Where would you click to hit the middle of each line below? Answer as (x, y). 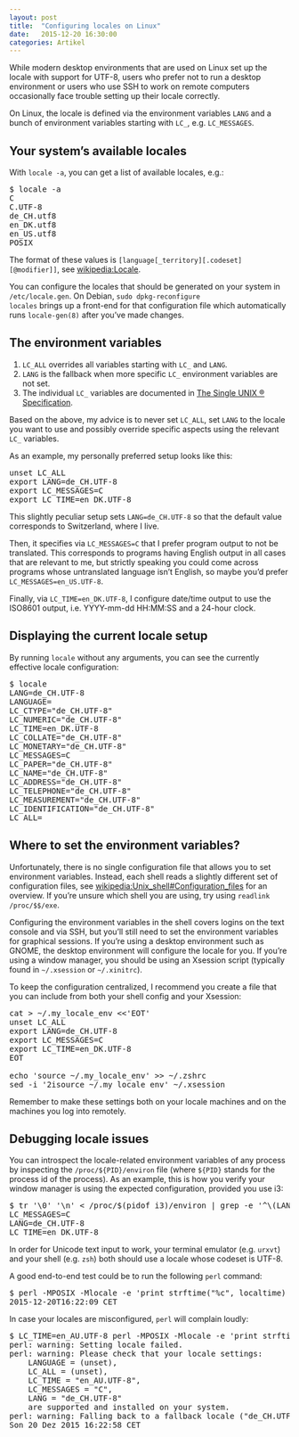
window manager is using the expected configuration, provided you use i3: (146, 1189)
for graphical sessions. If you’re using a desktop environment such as (137, 940)
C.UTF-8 (26, 207)
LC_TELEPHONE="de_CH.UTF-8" (70, 791)
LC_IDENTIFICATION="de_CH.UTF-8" (82, 809)
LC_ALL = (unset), (68, 1372)
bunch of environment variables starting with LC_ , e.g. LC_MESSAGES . (132, 123)
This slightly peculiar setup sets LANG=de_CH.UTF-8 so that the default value (145, 516)
